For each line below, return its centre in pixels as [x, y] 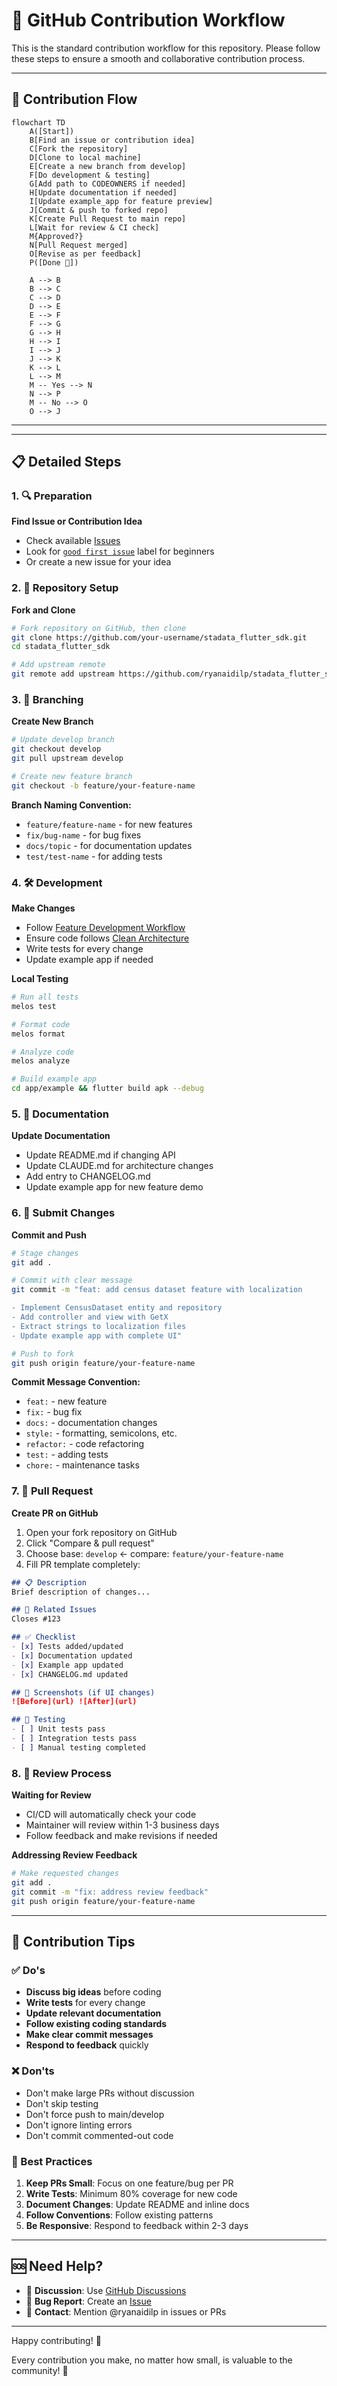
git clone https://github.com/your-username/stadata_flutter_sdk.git [159, 637]
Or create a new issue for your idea [98, 562]
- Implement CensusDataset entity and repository [117, 1308]
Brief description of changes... [81, 1592]
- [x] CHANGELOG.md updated [70, 1674]
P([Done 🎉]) [54, 262]
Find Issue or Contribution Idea [77, 521]
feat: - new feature [66, 1401]
